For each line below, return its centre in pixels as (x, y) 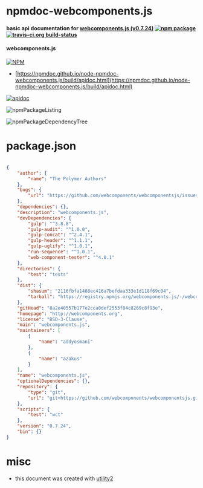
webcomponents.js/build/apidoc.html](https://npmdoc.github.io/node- (102, 80)
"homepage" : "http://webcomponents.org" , (70, 314)
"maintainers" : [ (39, 331)
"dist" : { (30, 285)
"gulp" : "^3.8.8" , (51, 224)
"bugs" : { (30, 190)
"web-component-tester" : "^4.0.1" (71, 257)
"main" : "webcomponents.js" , (54, 325)
